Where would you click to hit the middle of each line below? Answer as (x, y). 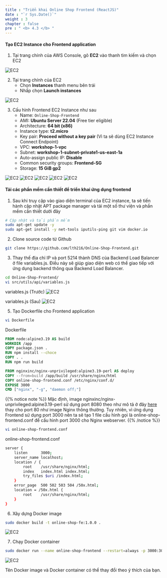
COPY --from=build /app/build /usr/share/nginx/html (61, 376)
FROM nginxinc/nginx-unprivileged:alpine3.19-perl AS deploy (70, 371)
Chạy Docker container (36, 542)
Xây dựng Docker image (37, 513)
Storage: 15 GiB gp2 (40, 168)
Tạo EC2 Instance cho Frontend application (50, 44)
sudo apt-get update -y (30, 225)
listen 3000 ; (33, 453)
